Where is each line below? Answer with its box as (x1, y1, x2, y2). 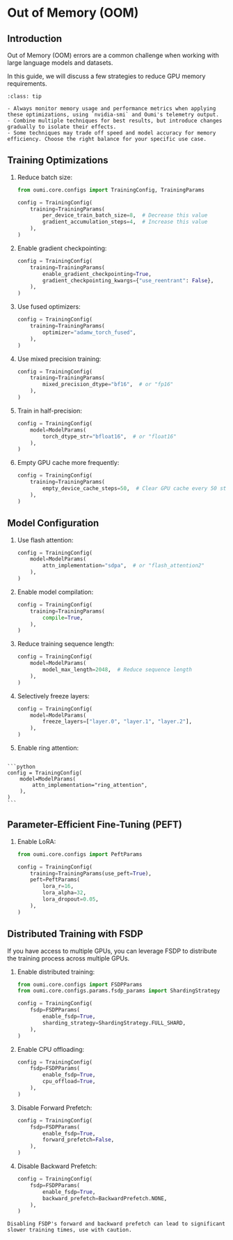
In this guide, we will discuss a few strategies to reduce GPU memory (7, 72, 206, 80)
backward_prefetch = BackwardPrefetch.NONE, (42, 1195, 168, 1202)
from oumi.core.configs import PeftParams (17, 850, 143, 858)
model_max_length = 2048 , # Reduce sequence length (42, 666, 193, 673)
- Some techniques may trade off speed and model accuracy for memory (7, 130, 216, 137)
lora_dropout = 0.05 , (42, 896, 99, 903)
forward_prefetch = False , (42, 1136, 115, 1144)
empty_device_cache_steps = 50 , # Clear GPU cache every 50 (42, 485, 218, 492)
